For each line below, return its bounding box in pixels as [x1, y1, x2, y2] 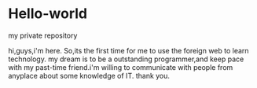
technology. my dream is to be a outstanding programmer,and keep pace [8, 54, 244, 64]
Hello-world [8, 5, 88, 23]
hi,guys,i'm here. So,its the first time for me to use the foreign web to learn [8, 46, 249, 55]
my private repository [8, 31, 78, 40]
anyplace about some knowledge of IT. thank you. [8, 71, 171, 80]
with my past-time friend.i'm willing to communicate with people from [8, 62, 233, 71]
